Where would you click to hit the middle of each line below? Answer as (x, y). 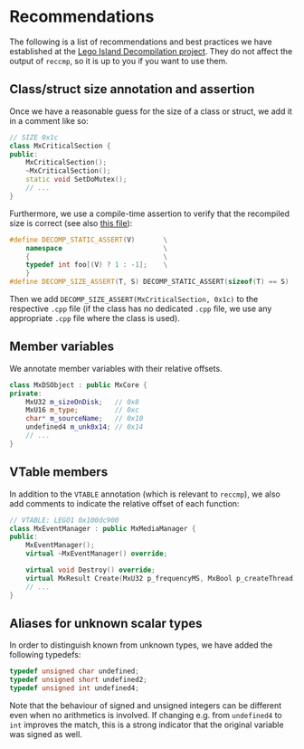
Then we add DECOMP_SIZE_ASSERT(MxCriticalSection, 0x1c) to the (134, 299)
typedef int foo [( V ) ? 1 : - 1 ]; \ (97, 265)
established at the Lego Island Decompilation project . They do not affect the (151, 51)
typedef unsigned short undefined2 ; (78, 680)
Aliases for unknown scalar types (106, 623)
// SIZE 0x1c (34, 137)
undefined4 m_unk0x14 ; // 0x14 (85, 427)
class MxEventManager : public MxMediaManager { (103, 528)
